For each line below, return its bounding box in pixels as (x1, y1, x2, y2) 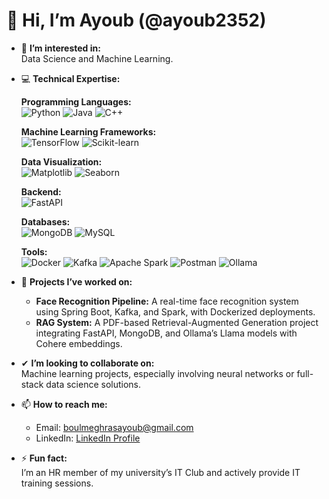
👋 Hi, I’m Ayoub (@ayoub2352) (6, 9, 267, 32)
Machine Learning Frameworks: (20, 125, 157, 138)
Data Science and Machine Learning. (20, 52, 174, 64)
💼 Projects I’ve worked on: (20, 275, 133, 288)
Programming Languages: (20, 95, 132, 108)
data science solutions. (45, 378, 142, 390)
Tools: (20, 245, 48, 258)
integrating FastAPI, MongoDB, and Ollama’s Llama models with (35, 327, 298, 339)
